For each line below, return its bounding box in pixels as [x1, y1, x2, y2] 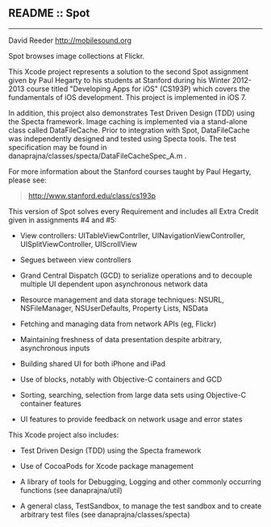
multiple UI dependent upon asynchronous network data [19, 278, 208, 289]
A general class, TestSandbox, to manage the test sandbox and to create [19, 500, 262, 511]
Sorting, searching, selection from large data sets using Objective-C [19, 390, 247, 399]
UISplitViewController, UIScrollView [19, 239, 138, 249]
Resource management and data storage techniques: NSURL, [19, 295, 224, 304]
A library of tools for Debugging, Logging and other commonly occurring [19, 476, 262, 487]
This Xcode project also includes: [8, 429, 119, 439]
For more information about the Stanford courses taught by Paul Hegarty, [8, 166, 252, 176]
